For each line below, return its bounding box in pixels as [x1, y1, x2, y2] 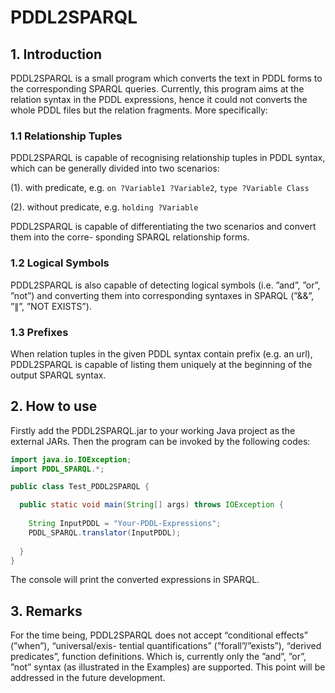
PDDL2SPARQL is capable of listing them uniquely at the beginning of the [10, 358, 313, 370]
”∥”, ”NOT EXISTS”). [10, 300, 92, 312]
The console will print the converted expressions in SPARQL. [10, 574, 260, 586]
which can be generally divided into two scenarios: [10, 162, 220, 175]
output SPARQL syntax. [10, 369, 107, 381]
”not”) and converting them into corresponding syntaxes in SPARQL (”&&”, [10, 289, 315, 301]
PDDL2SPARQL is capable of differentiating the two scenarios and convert [10, 221, 317, 233]
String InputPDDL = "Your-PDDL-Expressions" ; [28, 519, 222, 529]
